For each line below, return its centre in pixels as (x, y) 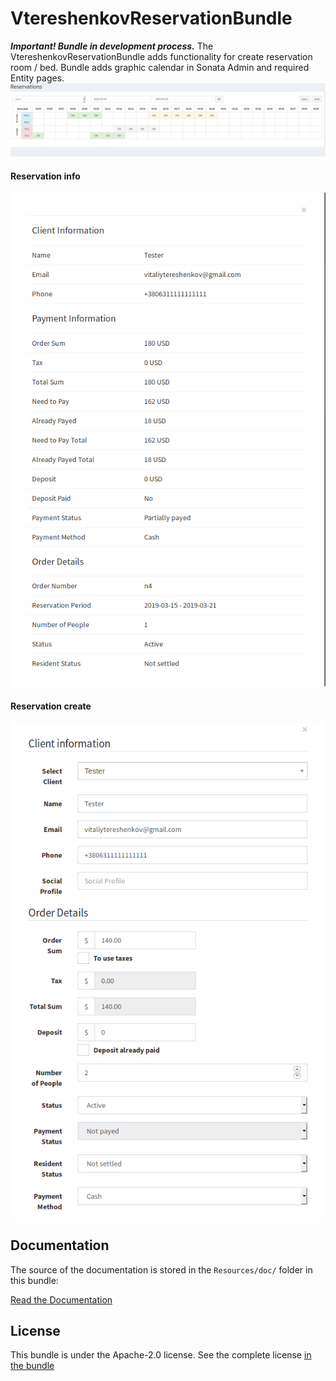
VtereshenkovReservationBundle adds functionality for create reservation (161, 56)
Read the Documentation (61, 1299)
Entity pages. (37, 78)
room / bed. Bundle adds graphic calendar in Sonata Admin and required (160, 67)
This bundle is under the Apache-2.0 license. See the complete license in (161, 1355)
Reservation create (51, 706)
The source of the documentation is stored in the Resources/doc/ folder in (161, 1269)
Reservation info (45, 176)
